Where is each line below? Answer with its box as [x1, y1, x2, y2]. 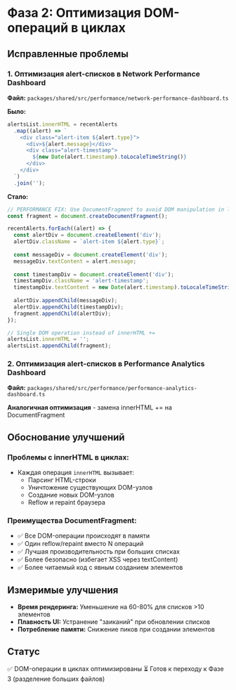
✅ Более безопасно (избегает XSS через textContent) [17, 555, 178, 564]
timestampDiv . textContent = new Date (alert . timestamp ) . [13, 284, 181, 291]
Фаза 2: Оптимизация [7, 5, 142, 21]
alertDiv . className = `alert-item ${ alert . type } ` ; [13, 238, 165, 245]
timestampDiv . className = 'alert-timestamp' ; [13, 278, 150, 285]
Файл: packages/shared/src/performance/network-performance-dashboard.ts [7, 93, 229, 102]
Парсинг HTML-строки [27, 476, 96, 484]
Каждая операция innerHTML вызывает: [17, 469, 135, 477]
